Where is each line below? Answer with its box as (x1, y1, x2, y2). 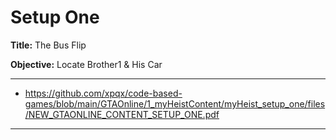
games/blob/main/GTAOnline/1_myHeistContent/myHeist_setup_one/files (24, 97, 326, 110)
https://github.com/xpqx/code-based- (24, 87, 183, 99)
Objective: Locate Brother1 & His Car (10, 58, 163, 70)
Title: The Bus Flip (10, 39, 87, 51)
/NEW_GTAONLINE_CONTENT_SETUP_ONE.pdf (24, 108, 220, 120)
